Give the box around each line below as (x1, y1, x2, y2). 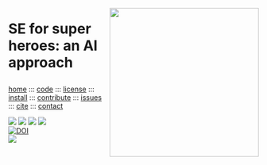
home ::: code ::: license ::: (8, 84, 95, 94)
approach (8, 54, 73, 71)
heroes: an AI (8, 36, 98, 55)
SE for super (8, 20, 91, 38)
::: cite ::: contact (8, 102, 64, 111)
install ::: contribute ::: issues (8, 93, 102, 102)
